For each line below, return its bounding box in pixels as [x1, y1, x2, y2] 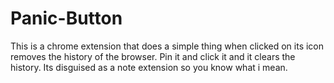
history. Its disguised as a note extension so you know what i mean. [10, 61, 288, 73]
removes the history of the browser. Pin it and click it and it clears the [10, 50, 296, 62]
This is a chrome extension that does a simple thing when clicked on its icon [10, 40, 325, 52]
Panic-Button [10, 7, 123, 30]
